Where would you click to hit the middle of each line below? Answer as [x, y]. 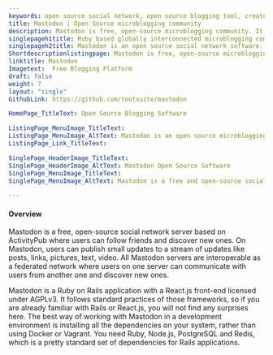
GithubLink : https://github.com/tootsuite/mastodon [97, 99]
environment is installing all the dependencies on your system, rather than [132, 325]
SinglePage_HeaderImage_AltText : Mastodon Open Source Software [119, 166]
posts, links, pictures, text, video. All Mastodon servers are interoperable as [135, 258]
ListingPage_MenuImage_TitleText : [67, 128]
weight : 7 [25, 84]
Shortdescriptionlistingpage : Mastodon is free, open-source [114, 54]
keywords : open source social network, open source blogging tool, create [138, 16]
